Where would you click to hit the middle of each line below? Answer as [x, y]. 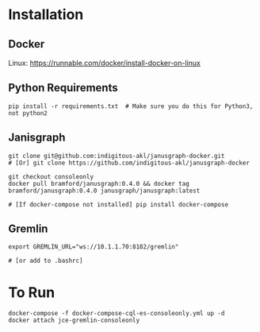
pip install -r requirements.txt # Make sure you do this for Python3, [131, 106]
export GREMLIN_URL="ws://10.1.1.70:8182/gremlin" [94, 247]
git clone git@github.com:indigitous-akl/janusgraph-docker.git [117, 156]
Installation [46, 15]
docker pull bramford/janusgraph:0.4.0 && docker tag [99, 183]
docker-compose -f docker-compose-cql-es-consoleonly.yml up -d [117, 314]
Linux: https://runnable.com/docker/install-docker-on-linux [104, 63]
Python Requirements [63, 88]
